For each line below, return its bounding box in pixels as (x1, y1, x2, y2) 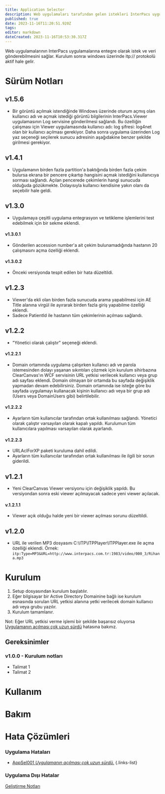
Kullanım (5, 686, 42, 697)
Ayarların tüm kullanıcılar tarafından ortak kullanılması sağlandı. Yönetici (12, 415, 157, 421)
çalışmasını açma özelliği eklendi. (12, 247, 80, 253)
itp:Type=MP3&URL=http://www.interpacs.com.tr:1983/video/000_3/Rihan (12, 551, 160, 556)
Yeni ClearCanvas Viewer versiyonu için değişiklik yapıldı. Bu (12, 485, 135, 491)
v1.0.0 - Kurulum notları (5, 653, 63, 660)
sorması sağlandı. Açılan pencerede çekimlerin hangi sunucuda (12, 177, 141, 183)
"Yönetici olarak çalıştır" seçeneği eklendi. (12, 340, 98, 345)
